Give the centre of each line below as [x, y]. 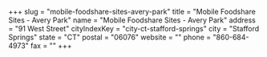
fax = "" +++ [51, 46]
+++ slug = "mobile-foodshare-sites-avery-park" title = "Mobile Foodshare [132, 12]
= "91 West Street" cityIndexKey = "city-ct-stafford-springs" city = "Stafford [134, 28]
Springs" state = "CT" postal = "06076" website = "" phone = [110, 37]
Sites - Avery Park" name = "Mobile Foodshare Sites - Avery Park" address [132, 20]
